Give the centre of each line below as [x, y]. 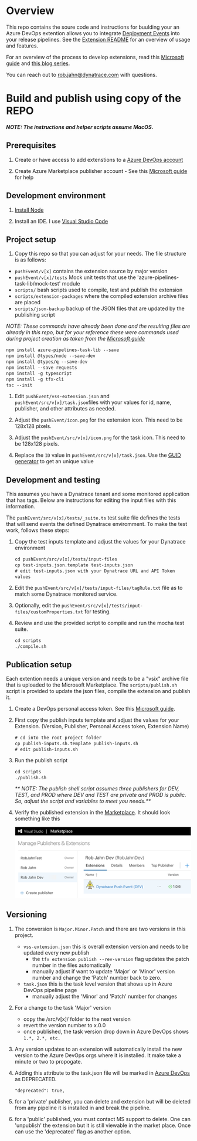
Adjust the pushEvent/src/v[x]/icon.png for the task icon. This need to [100, 437]
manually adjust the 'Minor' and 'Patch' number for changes [105, 996]
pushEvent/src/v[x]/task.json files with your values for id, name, [93, 402]
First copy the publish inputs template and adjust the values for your [97, 720]
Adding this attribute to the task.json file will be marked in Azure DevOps [102, 1073]
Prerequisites [31, 146]
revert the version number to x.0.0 [64, 1025]
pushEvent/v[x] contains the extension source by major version [91, 271]
